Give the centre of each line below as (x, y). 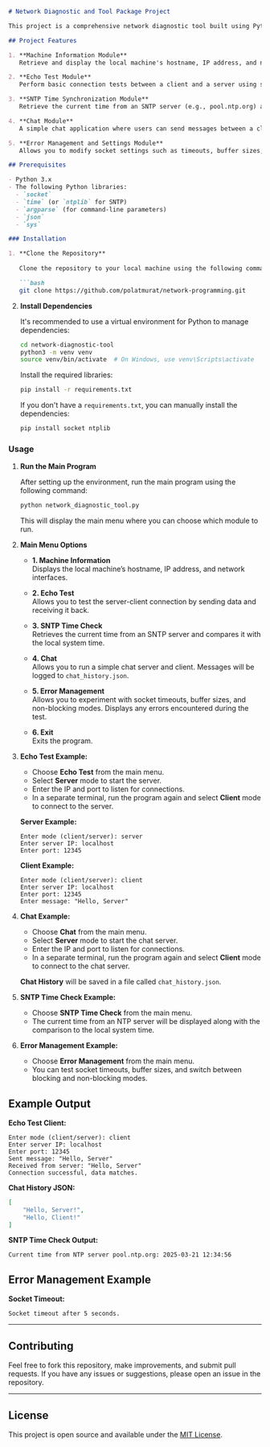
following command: (54, 491)
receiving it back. (61, 610)
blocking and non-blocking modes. (90, 1079)
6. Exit (43, 733)
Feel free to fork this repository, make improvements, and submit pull (122, 1365)
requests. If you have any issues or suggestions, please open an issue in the (135, 1374)
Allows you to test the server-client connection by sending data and (144, 602)
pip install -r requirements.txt (76, 390)
